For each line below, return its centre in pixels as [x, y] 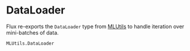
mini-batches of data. [33, 32]
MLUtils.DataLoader [30, 43]
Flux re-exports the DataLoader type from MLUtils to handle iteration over [95, 26]
